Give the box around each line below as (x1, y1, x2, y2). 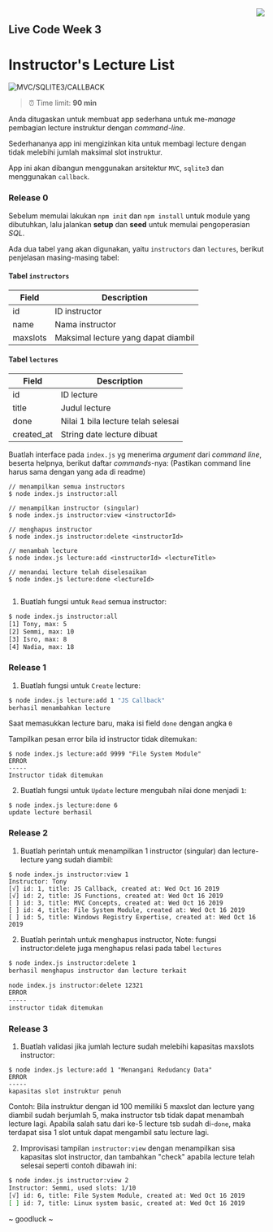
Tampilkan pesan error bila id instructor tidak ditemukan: (8, 734, 197, 744)
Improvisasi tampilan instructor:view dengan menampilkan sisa (19, 1143, 236, 1153)
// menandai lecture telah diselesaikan (8, 568, 148, 577)
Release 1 (8, 662, 46, 673)
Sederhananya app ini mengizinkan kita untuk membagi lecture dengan (8, 138, 247, 149)
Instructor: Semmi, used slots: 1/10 (8, 1184, 136, 1192)
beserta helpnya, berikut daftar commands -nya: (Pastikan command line (8, 458, 251, 468)
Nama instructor (54, 318, 116, 330)
